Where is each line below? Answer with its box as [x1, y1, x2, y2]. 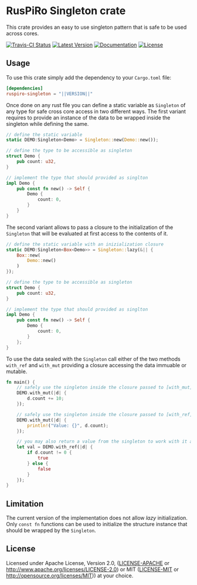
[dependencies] [6, 85, 43, 91]
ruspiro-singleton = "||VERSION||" [6, 91, 93, 97]
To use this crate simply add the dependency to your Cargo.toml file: [6, 74, 172, 81]
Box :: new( [16, 252, 41, 258]
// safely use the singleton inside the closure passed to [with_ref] [16, 411, 193, 417]
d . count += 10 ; [27, 395, 64, 401]
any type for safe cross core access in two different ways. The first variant [6, 108, 186, 115]
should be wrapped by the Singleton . [6, 527, 96, 534]
